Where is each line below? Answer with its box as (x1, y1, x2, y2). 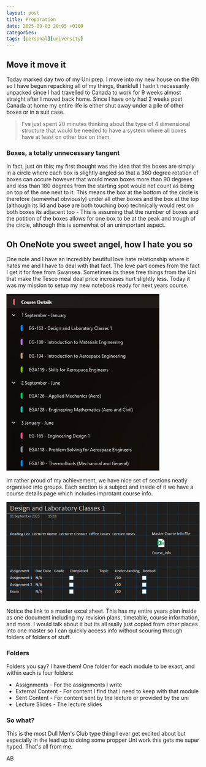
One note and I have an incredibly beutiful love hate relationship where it (6, 256, 189, 263)
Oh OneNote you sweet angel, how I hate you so (6, 239, 193, 250)
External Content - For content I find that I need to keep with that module (15, 688, 199, 695)
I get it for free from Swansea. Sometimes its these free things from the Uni (6, 269, 196, 276)
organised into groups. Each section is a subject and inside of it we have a (6, 483, 194, 491)
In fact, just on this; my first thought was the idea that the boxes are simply (6, 163, 195, 170)
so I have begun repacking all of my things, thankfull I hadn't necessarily (6, 82, 189, 89)
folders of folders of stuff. (6, 633, 72, 640)
